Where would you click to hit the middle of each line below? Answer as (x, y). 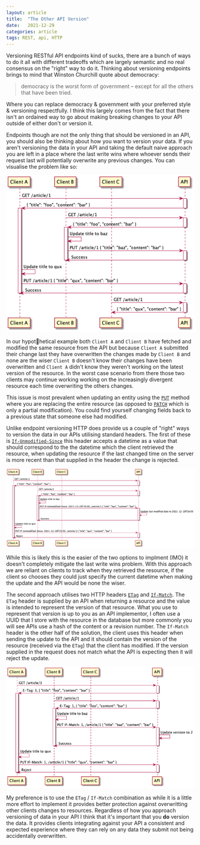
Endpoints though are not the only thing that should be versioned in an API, (99, 135)
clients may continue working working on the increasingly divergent (90, 379)
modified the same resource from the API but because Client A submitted (97, 348)
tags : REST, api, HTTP (34, 38)
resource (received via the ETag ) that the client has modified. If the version (97, 645)
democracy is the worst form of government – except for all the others (107, 86)
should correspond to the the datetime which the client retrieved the (90, 447)
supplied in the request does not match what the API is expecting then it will (99, 652)
